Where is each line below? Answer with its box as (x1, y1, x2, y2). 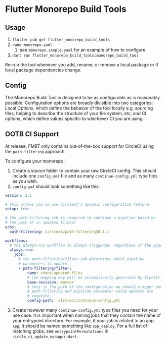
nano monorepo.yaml (12, 43, 53, 48)
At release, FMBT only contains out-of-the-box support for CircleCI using (5, 143, 154, 149)
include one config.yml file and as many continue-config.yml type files (12, 172, 158, 179)
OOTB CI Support (5, 130, 59, 138)
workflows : (5, 238, 28, 243)
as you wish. (12, 178, 38, 184)
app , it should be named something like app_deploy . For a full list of (12, 323, 147, 329)
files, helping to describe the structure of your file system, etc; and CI (5, 110, 147, 116)
